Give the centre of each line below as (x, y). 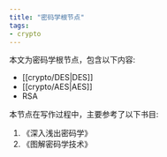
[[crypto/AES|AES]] (57, 87)
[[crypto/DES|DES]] (57, 78)
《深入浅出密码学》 (57, 133)
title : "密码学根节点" (47, 17)
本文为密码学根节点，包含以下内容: (72, 60)
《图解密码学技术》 (57, 144)
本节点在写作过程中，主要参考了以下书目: (84, 115)
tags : (19, 26)
